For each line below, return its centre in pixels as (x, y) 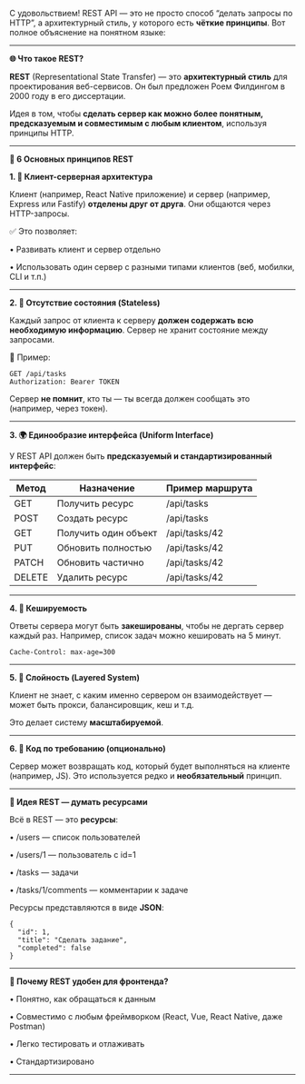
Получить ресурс (95, 503)
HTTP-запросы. (39, 214)
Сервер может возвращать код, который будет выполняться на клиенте (150, 766)
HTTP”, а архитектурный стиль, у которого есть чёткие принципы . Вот (148, 23)
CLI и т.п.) (28, 277)
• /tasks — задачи (44, 872)
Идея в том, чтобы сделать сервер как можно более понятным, (136, 114)
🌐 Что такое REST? (47, 59)
